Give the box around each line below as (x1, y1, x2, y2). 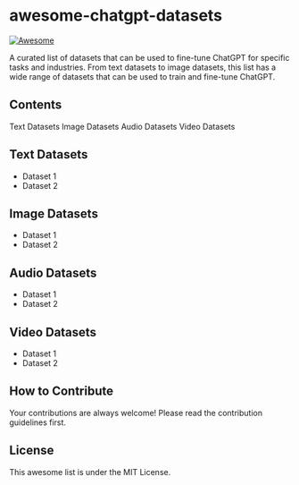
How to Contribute (9, 384, 114, 399)
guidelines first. (9, 417, 67, 428)
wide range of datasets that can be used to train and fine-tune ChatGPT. (9, 71, 276, 81)
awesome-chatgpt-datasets (9, 5, 223, 26)
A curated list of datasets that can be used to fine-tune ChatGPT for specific (9, 52, 290, 63)
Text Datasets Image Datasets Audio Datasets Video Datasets (9, 121, 236, 132)
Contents (9, 98, 62, 113)
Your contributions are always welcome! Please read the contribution (9, 407, 263, 418)
